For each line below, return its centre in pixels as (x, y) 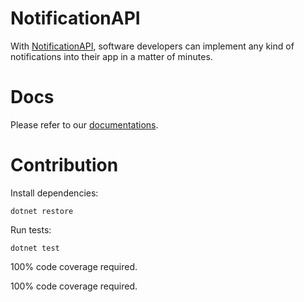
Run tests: (31, 229)
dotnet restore (42, 211)
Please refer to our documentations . (84, 124)
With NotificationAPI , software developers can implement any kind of (152, 46)
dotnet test (35, 248)
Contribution (64, 165)
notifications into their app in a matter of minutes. (111, 56)
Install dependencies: (54, 193)
